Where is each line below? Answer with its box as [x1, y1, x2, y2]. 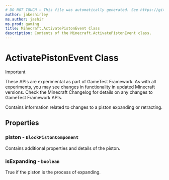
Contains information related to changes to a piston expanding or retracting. [5, 104, 162, 110]
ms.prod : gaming [5, 21, 39, 27]
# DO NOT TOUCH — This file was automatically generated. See [5, 7, 138, 13]
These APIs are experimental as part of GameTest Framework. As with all [5, 78, 156, 84]
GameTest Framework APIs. [5, 94, 63, 100]
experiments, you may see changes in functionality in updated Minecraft [5, 84, 155, 90]
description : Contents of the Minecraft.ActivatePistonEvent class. [5, 31, 152, 36]
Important [5, 69, 26, 75]
